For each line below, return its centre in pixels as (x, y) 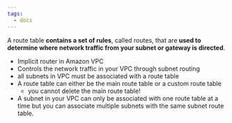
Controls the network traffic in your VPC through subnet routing (109, 68)
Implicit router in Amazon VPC (60, 61)
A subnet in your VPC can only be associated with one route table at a (118, 98)
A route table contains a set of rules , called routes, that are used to (104, 40)
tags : (15, 14)
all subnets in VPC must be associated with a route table (98, 76)
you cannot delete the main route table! (84, 91)
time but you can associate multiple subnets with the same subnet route (121, 106)
